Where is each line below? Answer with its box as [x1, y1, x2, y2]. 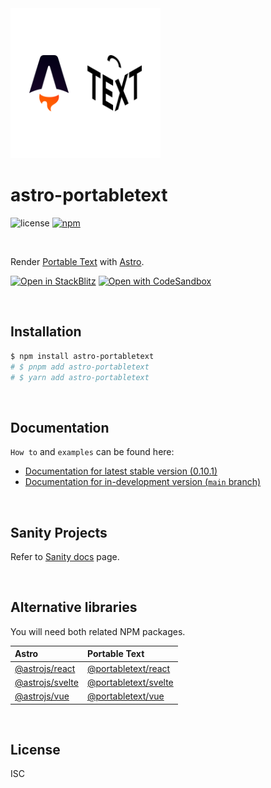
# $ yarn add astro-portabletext [10, 372, 150, 382]
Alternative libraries [10, 599, 138, 616]
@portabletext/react [86, 662, 171, 674]
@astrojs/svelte [14, 676, 79, 688]
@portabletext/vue [86, 690, 165, 702]
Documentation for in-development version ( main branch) [24, 476, 262, 488]
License [10, 741, 61, 758]
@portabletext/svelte [86, 676, 174, 688]
